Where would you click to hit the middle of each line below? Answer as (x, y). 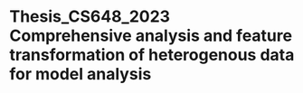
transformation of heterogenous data (152, 55)
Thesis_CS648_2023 (90, 17)
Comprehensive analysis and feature (151, 36)
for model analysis (80, 74)
